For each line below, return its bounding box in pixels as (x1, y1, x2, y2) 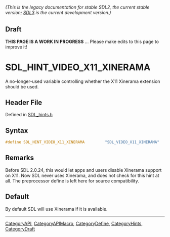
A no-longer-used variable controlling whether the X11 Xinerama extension (5, 78, 160, 84)
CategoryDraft (5, 225, 35, 232)
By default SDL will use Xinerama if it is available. (5, 206, 108, 212)
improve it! (5, 43, 28, 50)
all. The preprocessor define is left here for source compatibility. (5, 177, 139, 184)
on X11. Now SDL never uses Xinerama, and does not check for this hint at (5, 172, 159, 178)
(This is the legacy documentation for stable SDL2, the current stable (5, 4, 150, 10)
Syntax (5, 126, 28, 135)
